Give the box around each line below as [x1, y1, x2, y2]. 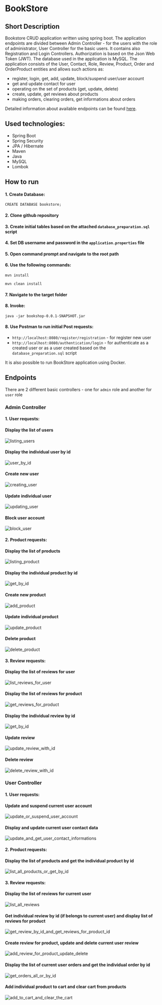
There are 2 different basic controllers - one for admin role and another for [5, 386, 152, 392]
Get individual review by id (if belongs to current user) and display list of [5, 913, 153, 918]
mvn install [5, 273, 29, 278]
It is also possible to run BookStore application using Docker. [5, 359, 126, 365]
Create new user [5, 471, 39, 477]
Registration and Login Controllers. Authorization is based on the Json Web [5, 51, 155, 56]
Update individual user [5, 493, 52, 499]
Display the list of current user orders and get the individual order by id [5, 962, 150, 968]
